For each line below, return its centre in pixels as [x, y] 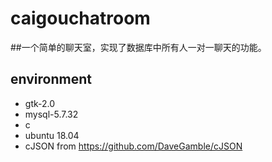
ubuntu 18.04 [52, 135]
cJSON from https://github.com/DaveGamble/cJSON [133, 146]
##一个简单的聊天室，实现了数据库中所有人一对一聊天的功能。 [138, 47]
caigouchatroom [80, 18]
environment [51, 79]
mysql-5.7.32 [51, 114]
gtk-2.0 [40, 103]
